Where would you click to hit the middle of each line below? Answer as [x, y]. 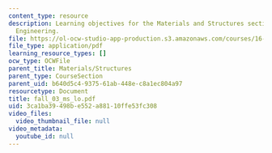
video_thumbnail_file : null [63, 121]
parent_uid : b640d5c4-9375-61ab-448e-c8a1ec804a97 [96, 83]
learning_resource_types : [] [57, 53]
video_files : [30, 114]
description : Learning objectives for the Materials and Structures [126, 23]
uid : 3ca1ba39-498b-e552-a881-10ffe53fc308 [83, 106]
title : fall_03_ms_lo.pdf [52, 99]
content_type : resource [49, 16]
